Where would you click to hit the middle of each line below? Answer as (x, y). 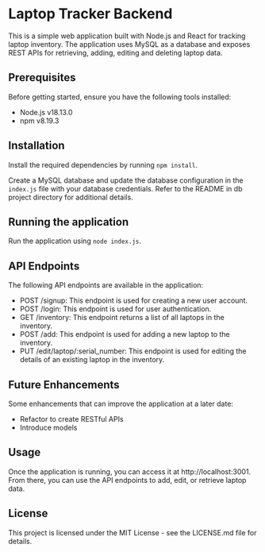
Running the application (69, 222)
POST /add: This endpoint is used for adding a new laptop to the (125, 334)
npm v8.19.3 (39, 121)
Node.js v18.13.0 (46, 112)
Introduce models (48, 427)
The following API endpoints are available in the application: (106, 285)
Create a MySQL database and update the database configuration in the (126, 180)
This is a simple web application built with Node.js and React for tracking (127, 36)
